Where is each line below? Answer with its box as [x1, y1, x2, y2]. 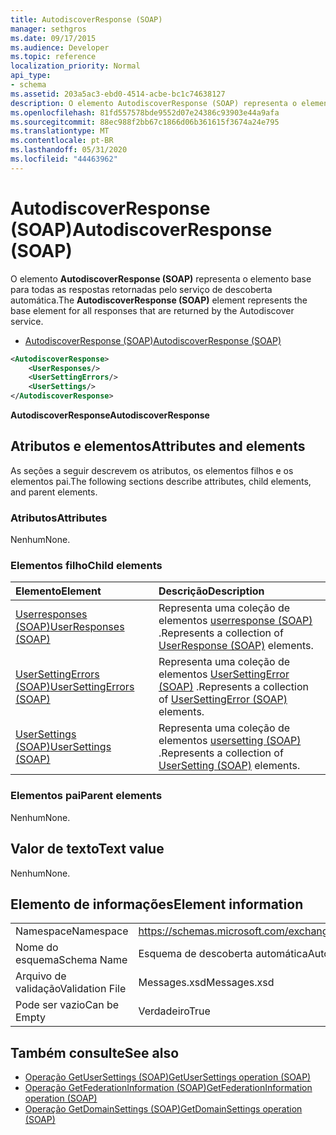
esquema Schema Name [15, 953, 128, 967]
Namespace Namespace [15, 924, 129, 938]
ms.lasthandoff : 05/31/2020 [10, 145, 128, 155]
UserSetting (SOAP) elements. [158, 759, 301, 773]
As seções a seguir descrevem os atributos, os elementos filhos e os [10, 464, 294, 476]
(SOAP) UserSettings [15, 740, 112, 754]
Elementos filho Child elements [10, 559, 163, 573]
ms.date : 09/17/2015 [10, 33, 97, 43]
